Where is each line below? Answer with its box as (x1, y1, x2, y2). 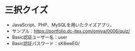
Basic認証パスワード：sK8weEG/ (11, 40, 80, 46)
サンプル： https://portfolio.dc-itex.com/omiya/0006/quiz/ (11, 28, 131, 34)
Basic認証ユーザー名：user (11, 34, 68, 40)
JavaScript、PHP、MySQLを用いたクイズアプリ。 (11, 22, 115, 28)
